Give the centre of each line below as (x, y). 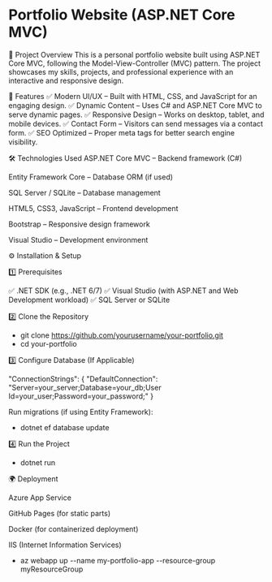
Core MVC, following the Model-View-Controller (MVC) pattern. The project (135, 63)
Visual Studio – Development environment (78, 239)
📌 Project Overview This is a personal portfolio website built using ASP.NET (134, 54)
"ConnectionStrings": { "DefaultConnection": (83, 378)
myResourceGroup (52, 569)
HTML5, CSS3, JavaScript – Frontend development (93, 208)
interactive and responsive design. (66, 80)
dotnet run (38, 462)
